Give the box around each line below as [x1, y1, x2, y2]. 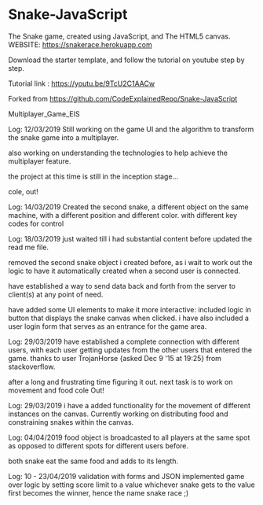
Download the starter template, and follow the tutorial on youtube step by [8, 55, 245, 65]
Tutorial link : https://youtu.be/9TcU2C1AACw [8, 79, 155, 88]
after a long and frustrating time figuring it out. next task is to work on [8, 377, 233, 386]
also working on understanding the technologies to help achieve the [8, 148, 228, 157]
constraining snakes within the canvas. [8, 417, 134, 426]
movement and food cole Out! [8, 385, 104, 395]
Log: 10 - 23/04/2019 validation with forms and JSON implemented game [8, 471, 245, 481]
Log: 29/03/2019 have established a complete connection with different [8, 337, 239, 346]
